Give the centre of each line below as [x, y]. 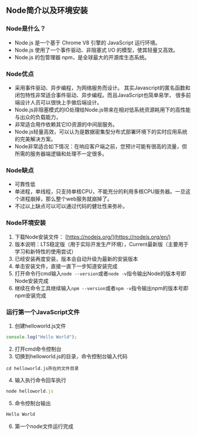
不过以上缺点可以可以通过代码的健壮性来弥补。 [71, 206]
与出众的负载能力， [38, 117]
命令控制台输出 [33, 403]
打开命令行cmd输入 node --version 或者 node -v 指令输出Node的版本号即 [100, 273]
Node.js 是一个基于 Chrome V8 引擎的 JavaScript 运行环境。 [87, 42]
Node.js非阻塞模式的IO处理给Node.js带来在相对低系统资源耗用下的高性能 [103, 110]
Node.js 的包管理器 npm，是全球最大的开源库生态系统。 [82, 57]
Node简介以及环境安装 [47, 11]
